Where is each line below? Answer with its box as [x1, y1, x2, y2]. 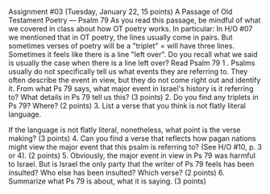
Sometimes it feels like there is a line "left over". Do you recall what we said [8, 50, 258, 59]
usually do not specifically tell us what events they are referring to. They [8, 67, 248, 76]
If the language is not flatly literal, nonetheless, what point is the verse [8, 125, 241, 134]
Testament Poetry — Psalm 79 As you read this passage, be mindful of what [8, 15, 261, 25]
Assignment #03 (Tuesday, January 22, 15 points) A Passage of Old [8, 7, 233, 16]
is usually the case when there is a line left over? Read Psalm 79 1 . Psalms [8, 58, 255, 68]
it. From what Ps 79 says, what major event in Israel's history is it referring [8, 84, 254, 93]
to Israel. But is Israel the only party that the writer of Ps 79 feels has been [8, 159, 255, 168]
